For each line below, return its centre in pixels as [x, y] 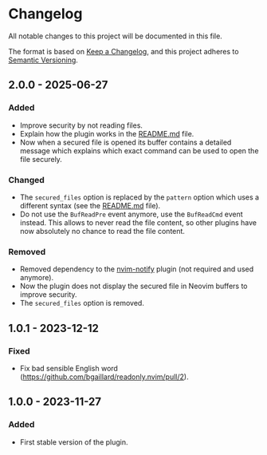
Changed [27, 180]
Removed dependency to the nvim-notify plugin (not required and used [137, 269]
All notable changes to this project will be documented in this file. [116, 36]
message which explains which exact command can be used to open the [139, 150]
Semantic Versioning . [43, 60]
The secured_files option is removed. [82, 303]
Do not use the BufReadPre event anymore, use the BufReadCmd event [131, 214]
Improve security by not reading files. [81, 125]
